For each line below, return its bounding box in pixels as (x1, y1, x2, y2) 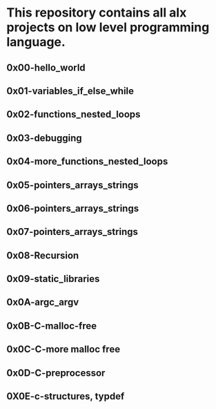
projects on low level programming (6, 19, 210, 35)
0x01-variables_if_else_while (6, 85, 135, 97)
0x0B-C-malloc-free (6, 320, 97, 332)
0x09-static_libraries (6, 273, 100, 285)
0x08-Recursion (6, 249, 79, 261)
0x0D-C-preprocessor (6, 367, 106, 379)
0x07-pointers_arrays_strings (6, 226, 139, 238)
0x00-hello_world (6, 61, 86, 73)
